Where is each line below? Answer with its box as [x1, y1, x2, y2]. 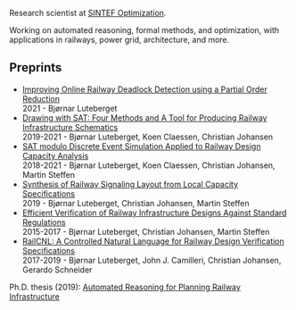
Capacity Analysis [21, 150, 89, 161]
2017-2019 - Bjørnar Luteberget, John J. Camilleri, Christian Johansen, [21, 255, 282, 265]
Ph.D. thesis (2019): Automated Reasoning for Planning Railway [9, 281, 241, 292]
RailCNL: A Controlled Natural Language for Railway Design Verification [21, 236, 285, 247]
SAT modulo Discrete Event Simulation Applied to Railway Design [21, 140, 261, 151]
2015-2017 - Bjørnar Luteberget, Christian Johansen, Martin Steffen [21, 226, 270, 237]
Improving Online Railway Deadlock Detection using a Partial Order [21, 84, 267, 95]
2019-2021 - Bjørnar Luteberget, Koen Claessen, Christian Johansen [21, 131, 274, 142]
